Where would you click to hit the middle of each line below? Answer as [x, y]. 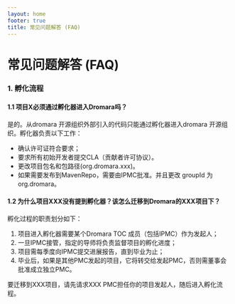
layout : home [27, 14]
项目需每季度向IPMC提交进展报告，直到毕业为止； [91, 251]
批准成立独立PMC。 [47, 269]
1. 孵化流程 [26, 88]
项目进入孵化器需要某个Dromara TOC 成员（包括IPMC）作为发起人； [118, 234]
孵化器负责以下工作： [51, 133]
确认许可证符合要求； [49, 148]
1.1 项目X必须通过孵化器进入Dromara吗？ [67, 107]
